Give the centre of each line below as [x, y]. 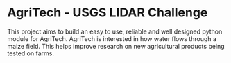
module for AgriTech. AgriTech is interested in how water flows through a [112, 38]
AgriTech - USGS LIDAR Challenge [108, 13]
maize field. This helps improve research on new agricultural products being [116, 46]
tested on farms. [31, 53]
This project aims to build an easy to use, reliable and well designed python [115, 32]
